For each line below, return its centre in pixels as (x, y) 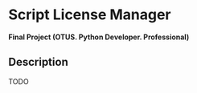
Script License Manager (90, 15)
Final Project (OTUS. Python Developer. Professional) (99, 37)
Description (38, 62)
